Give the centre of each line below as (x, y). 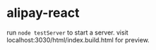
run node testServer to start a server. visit (67, 32)
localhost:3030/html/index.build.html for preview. (78, 39)
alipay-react (43, 13)
